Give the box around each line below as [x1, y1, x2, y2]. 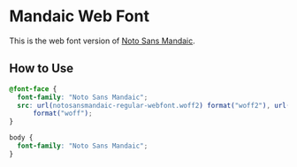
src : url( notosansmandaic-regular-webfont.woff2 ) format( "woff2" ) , [17, 101, 271, 110]
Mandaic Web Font [9, 6, 150, 27]
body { [9, 133, 34, 142]
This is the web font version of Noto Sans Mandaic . [9, 35, 196, 46]
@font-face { [9, 84, 57, 94]
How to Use [9, 61, 74, 76]
